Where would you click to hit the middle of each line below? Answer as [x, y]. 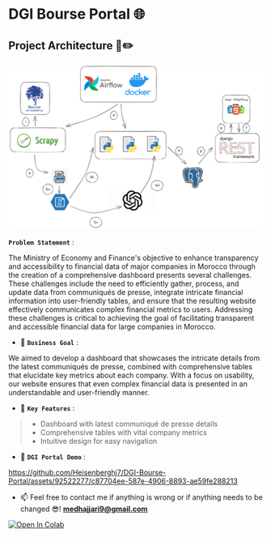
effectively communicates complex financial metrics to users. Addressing [131, 309]
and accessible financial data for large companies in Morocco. [112, 327]
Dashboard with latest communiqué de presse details [129, 424]
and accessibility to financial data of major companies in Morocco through [132, 266]
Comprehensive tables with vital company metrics [124, 433]
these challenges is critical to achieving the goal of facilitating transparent [131, 318]
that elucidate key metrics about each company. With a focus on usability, [131, 375]
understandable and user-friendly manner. [79, 393]
